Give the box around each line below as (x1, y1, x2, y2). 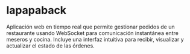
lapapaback (6, 4, 67, 17)
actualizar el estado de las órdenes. (6, 42, 95, 49)
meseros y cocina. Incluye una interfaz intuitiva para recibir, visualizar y (6, 36, 184, 43)
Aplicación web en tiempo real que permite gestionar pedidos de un (6, 23, 175, 30)
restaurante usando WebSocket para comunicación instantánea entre (6, 29, 179, 36)
